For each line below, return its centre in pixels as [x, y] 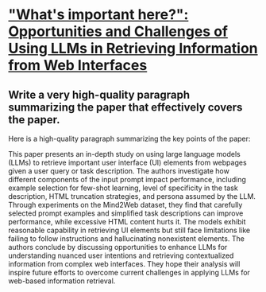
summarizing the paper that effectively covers [125, 107]
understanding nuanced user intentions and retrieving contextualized [121, 255]
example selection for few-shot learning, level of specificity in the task [123, 188]
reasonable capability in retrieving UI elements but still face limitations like [129, 230]
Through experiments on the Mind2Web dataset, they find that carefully [125, 205]
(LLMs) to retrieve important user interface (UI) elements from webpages [128, 162]
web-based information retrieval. [62, 281]
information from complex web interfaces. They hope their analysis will [124, 264]
